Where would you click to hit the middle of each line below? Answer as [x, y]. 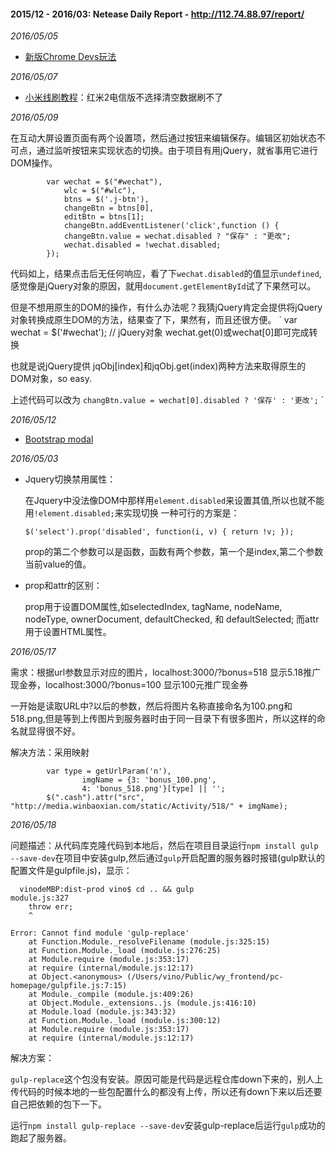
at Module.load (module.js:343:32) [102, 1012]
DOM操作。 [34, 163]
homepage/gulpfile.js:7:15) [69, 986]
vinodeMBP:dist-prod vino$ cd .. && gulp [107, 890]
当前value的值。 [58, 564]
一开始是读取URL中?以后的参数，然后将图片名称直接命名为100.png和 [151, 706]
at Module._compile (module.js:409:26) [111, 995]
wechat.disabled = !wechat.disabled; [142, 245]
